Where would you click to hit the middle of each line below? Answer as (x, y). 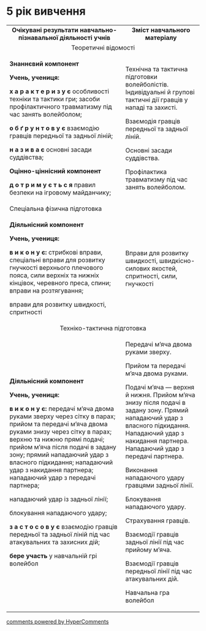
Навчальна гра (147, 592)
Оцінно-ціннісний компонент (55, 171)
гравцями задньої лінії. (160, 485)
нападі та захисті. (151, 107)
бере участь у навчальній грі (53, 556)
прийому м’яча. (148, 549)
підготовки (141, 77)
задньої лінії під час (155, 542)
